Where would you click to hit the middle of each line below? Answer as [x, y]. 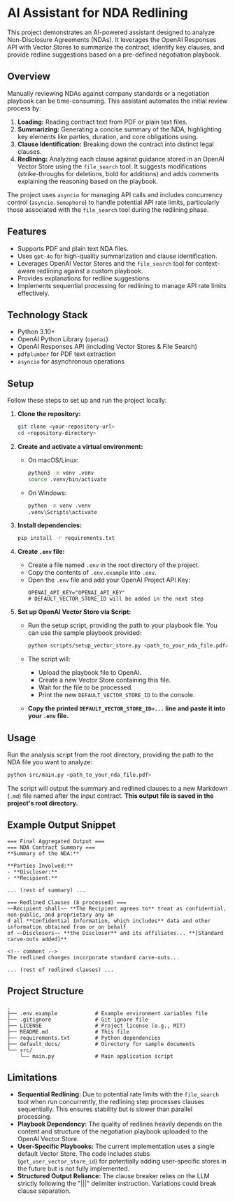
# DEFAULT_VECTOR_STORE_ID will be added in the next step [116, 599]
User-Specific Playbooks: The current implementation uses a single [116, 1146]
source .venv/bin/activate [67, 479]
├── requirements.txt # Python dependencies [84, 1038]
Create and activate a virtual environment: [80, 446]
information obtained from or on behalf [67, 927]
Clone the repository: [49, 414]
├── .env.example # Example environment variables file [108, 1013]
